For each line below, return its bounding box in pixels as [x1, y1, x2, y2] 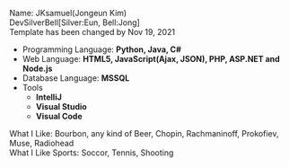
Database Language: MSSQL [22, 73, 130, 83]
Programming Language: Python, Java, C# [22, 44, 182, 55]
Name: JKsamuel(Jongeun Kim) [9, 8, 127, 18]
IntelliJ [35, 92, 63, 102]
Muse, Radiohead [9, 138, 74, 148]
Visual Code [35, 111, 83, 121]
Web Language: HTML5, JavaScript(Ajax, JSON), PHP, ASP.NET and [22, 54, 280, 64]
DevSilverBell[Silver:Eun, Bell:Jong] [9, 17, 141, 28]
